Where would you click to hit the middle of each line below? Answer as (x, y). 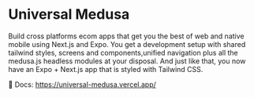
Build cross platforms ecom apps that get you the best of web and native (126, 36)
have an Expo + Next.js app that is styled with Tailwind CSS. (106, 69)
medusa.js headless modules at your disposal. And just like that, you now (127, 61)
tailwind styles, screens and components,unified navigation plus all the (123, 52)
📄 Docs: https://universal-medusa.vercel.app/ (82, 84)
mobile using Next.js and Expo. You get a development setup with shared (127, 44)
